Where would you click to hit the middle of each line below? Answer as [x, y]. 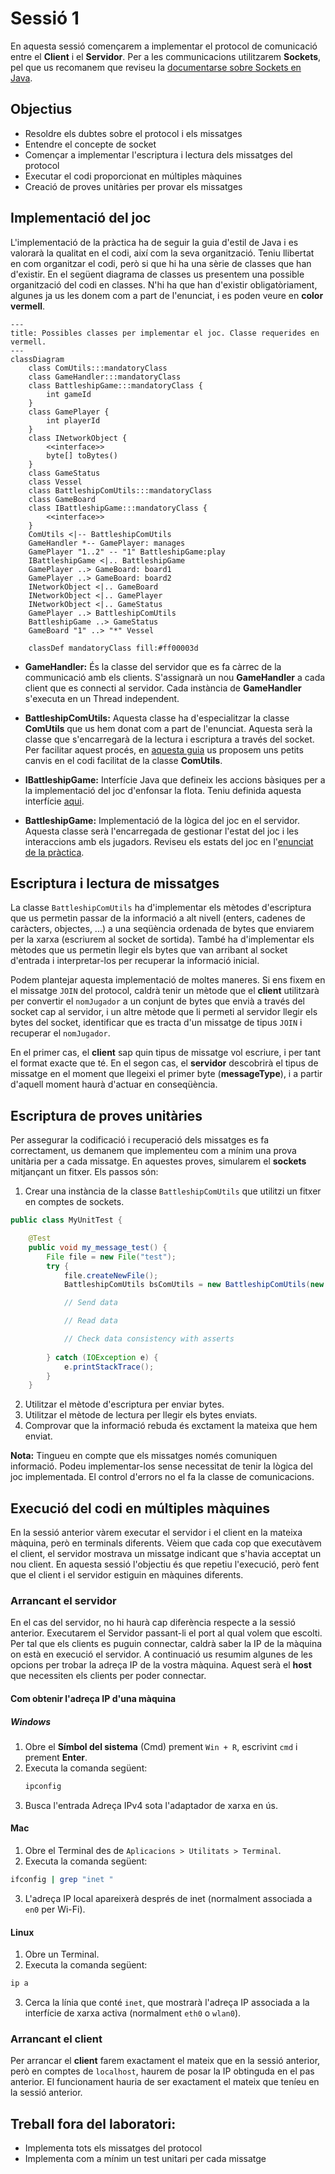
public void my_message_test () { [98, 1247]
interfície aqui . [54, 801]
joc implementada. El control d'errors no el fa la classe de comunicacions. [162, 1477]
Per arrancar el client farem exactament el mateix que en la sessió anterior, [165, 2061]
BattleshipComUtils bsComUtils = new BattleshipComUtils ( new [194, 1285]
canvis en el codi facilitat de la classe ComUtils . [123, 760]
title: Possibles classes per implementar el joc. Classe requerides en [165, 333]
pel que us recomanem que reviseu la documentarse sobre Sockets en [156, 67]
